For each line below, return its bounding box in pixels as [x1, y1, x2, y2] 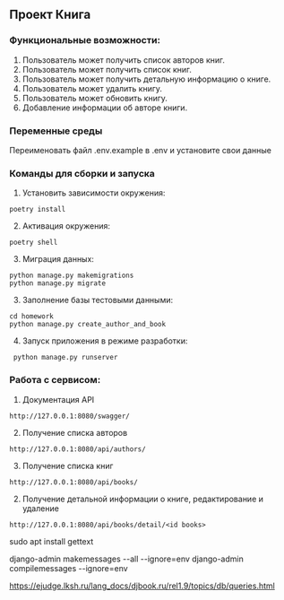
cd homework [9, 312, 54, 321]
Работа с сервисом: [9, 374, 101, 387]
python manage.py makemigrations [9, 271, 134, 281]
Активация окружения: [22, 221, 110, 231]
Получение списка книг [22, 460, 114, 471]
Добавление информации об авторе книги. [22, 102, 188, 113]
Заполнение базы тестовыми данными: [22, 295, 174, 306]
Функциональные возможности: [9, 34, 161, 47]
